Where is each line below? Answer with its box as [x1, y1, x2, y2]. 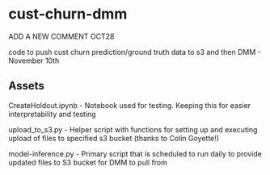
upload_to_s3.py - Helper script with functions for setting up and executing [8, 124, 258, 134]
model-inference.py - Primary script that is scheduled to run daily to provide [8, 148, 263, 158]
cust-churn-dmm [8, 5, 128, 23]
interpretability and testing [8, 109, 96, 119]
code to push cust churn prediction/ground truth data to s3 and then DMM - [8, 47, 261, 56]
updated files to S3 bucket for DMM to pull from [8, 157, 168, 167]
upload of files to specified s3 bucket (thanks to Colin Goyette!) [8, 133, 220, 143]
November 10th [8, 56, 60, 65]
